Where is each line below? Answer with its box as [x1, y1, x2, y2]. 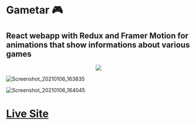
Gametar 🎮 [6, 4, 63, 17]
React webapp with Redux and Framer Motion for [6, 30, 189, 40]
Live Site [6, 107, 49, 120]
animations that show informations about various [6, 40, 190, 50]
